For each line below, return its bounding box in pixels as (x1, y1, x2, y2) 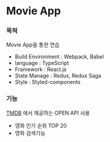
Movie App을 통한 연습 (6, 41, 60, 48)
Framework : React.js (14, 66, 67, 73)
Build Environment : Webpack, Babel (14, 53, 104, 60)
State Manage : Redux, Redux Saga (14, 72, 102, 79)
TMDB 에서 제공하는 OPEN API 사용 (6, 109, 90, 116)
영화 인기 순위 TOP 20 (14, 122, 67, 129)
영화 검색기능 (14, 129, 46, 137)
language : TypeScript (14, 60, 70, 67)
